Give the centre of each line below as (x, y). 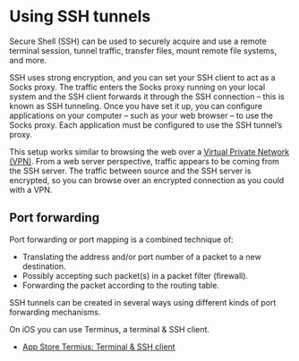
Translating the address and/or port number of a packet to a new (141, 256)
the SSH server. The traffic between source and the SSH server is (130, 171)
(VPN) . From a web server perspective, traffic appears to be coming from (145, 161)
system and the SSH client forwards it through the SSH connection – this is (147, 97)
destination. (44, 266)
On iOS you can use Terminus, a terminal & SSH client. (110, 329)
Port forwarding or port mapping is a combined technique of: (122, 239)
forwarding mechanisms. (55, 312)
